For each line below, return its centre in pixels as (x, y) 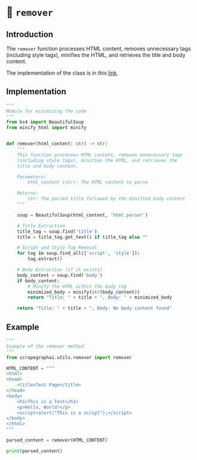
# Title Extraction (41, 226)
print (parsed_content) (34, 451)
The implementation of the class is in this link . (62, 73)
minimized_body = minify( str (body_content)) (84, 292)
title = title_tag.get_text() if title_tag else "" (82, 237)
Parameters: (32, 177)
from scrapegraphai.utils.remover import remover (69, 357)
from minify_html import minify (46, 128)
